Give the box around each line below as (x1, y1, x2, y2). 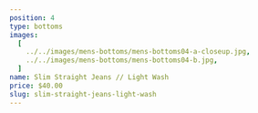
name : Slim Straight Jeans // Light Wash (9, 73, 170, 82)
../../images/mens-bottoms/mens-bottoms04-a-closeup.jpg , (26, 47, 251, 56)
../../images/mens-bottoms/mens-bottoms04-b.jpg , (26, 56, 219, 65)
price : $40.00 (9, 81, 64, 90)
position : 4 (9, 13, 55, 23)
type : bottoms (9, 22, 64, 31)
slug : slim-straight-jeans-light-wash (9, 89, 157, 98)
